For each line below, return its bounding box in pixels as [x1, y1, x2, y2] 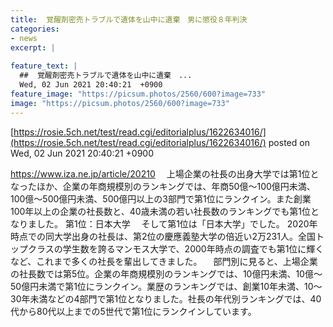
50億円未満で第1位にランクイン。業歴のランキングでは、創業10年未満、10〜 [10, 280, 323, 292]
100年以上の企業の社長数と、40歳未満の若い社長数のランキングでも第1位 [10, 205, 311, 217]
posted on [268, 136, 310, 148]
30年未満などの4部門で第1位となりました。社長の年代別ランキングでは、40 [10, 292, 322, 305]
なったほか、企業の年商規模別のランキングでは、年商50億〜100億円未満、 [10, 180, 316, 192]
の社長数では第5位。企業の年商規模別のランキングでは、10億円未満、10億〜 [10, 267, 323, 280]
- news [10, 33, 38, 43]
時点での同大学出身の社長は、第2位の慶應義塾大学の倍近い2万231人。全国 [10, 230, 316, 242]
